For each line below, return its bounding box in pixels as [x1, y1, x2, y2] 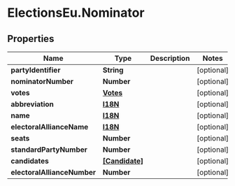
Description [150, 54, 190, 63]
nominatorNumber [10, 77, 74, 86]
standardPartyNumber [10, 145, 87, 155]
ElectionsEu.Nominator [7, 5, 145, 21]
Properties [7, 33, 55, 45]
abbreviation [10, 99, 55, 109]
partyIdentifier [10, 65, 61, 75]
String [102, 65, 124, 75]
